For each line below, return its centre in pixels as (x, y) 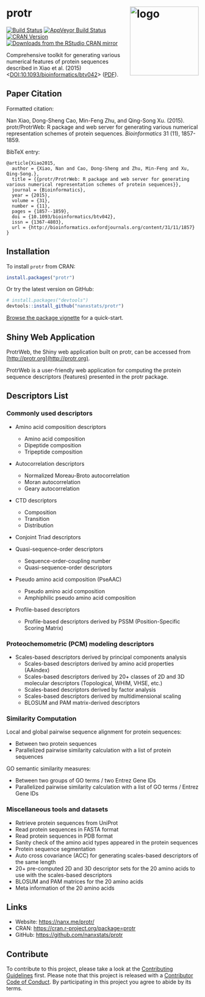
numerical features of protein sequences (57, 61)
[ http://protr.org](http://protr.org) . (48, 358)
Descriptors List (38, 396)
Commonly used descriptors (49, 414)
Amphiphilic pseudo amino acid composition (80, 597)
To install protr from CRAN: (41, 266)
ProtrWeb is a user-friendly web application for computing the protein (94, 370)
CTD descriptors (36, 500)
